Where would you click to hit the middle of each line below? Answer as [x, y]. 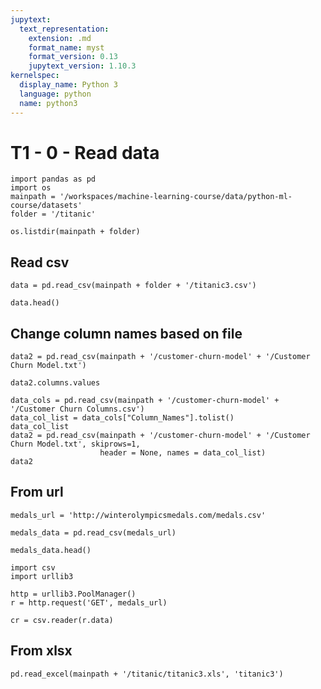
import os [31, 188]
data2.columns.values [55, 383]
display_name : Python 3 [68, 85]
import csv [33, 567]
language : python [55, 94]
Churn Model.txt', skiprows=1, [75, 444]
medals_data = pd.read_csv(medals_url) [93, 532]
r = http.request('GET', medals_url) [89, 602]
